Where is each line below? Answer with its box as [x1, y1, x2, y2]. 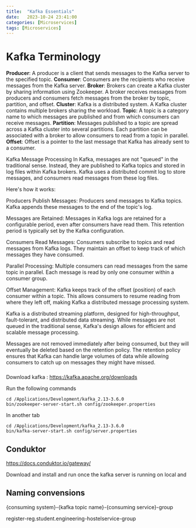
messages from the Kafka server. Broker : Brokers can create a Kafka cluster [6, 82, 190, 89]
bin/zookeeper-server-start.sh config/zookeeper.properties [6, 401, 156, 408]
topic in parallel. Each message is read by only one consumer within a [6, 269, 174, 276]
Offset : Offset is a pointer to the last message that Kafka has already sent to [6, 138, 190, 145]
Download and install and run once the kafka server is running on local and [6, 471, 187, 478]
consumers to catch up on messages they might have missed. [6, 359, 156, 366]
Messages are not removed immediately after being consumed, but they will [6, 340, 189, 347]
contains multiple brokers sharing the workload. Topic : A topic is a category [6, 107, 189, 114]
